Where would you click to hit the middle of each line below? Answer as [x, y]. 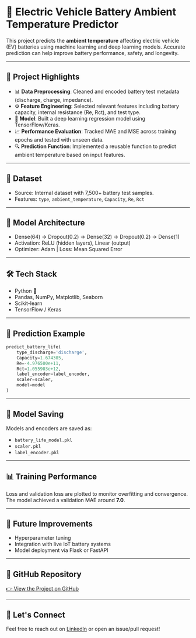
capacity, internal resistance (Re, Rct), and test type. [78, 112]
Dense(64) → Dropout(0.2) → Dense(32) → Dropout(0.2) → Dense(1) [97, 237]
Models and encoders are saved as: [49, 428]
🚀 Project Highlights [43, 77]
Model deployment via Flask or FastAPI [62, 550]
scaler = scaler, [35, 380]
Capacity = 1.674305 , [40, 358]
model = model [31, 385]
